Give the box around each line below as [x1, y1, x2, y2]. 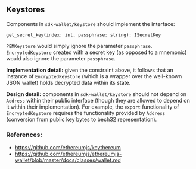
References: [6, 130, 43, 139]
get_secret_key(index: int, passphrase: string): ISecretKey [6, 32, 161, 38]
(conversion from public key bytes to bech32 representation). [6, 116, 157, 123]
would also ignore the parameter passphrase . [6, 55, 116, 62]
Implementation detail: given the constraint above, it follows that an [6, 66, 174, 74]
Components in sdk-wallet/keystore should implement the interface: [6, 20, 175, 27]
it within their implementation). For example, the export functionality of [6, 103, 179, 110]
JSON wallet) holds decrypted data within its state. [6, 79, 131, 86]
